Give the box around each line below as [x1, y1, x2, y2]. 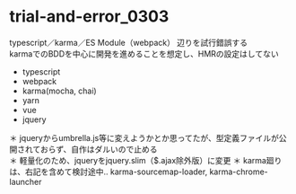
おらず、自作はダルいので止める [39, 144, 158, 154]
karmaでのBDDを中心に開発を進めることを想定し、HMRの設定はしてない [9, 48, 280, 59]
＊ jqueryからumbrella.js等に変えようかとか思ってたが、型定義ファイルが [9, 132, 280, 143]
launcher [9, 176, 42, 187]
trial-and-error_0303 [9, 6, 170, 27]
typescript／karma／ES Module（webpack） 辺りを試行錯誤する [9, 37, 248, 48]
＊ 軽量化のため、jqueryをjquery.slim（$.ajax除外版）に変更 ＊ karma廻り [9, 154, 283, 165]
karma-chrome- [209, 166, 269, 177]
